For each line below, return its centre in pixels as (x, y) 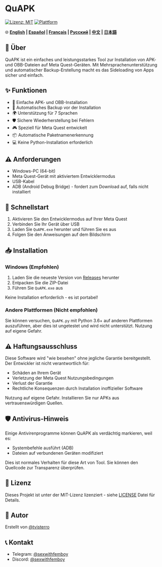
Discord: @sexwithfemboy (38, 559)
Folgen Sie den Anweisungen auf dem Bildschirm (61, 234)
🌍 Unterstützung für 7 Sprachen (45, 113)
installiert (21, 192)
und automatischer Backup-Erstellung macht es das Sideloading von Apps (80, 70)
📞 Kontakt (19, 542)
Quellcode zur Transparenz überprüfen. (45, 467)
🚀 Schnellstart (27, 207)
